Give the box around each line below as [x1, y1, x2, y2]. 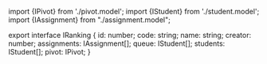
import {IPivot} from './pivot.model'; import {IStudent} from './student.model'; [8, 7, 260, 16]
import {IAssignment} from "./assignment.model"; [8, 15, 171, 24]
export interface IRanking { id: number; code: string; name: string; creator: [8, 31, 252, 40]
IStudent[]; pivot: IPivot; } [8, 47, 91, 56]
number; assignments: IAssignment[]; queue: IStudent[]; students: [8, 39, 226, 48]
